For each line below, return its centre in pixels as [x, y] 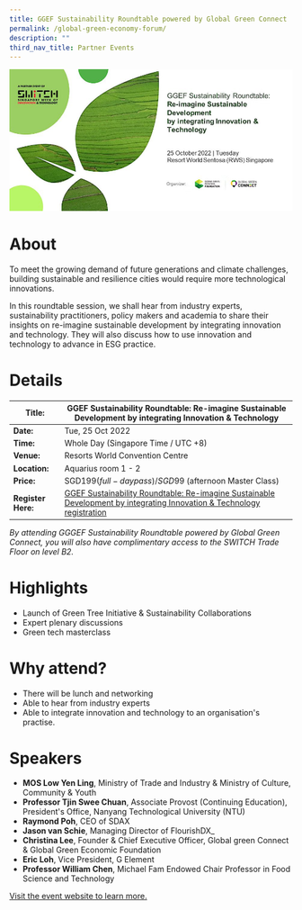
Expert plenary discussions [73, 622]
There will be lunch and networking [88, 693]
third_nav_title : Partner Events [72, 48]
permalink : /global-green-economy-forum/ [88, 28]
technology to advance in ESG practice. [83, 344]
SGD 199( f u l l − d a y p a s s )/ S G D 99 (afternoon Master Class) [172, 481]
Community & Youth [59, 793]
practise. [39, 722]
